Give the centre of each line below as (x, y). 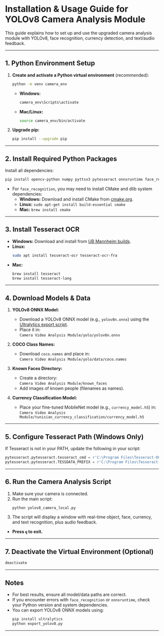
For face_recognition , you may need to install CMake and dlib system (82, 189)
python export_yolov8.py (37, 624)
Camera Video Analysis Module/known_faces (63, 384)
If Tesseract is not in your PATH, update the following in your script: (73, 449)
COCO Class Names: (33, 344)
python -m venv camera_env (40, 84)
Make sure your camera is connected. (50, 493)
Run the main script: (32, 499)
